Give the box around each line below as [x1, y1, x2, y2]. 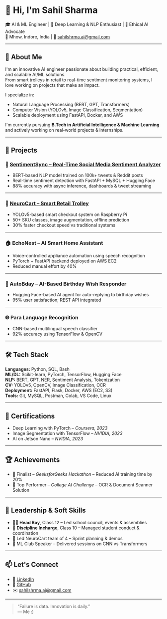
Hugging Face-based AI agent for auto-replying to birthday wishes [12, 292, 149, 298]
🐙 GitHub [12, 581, 31, 588]
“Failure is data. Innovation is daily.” [17, 603, 90, 609]
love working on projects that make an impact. [5, 82, 100, 88]
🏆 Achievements [5, 455, 60, 464]
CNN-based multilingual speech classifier [12, 325, 98, 331]
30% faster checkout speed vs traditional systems [12, 222, 116, 228]
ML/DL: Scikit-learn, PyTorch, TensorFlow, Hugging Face [5, 372, 122, 378]
